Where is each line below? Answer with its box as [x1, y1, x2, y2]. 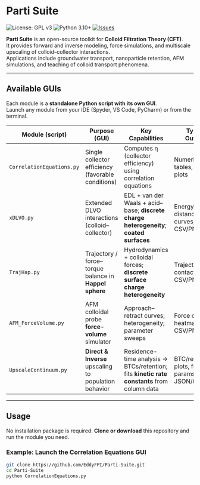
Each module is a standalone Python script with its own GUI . [6, 100, 157, 107]
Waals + [124, 198, 147, 207]
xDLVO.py [9, 214, 34, 221]
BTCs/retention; [124, 362, 168, 370]
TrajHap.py [9, 269, 40, 275]
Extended [85, 198, 112, 207]
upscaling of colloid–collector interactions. [6, 48, 110, 55]
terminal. [6, 112, 28, 119]
